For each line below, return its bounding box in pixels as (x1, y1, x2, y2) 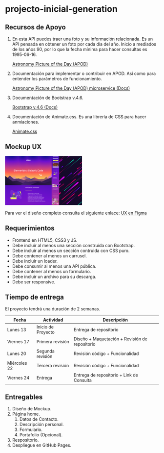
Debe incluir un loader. (12, 258, 58, 264)
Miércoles (7, 360, 27, 366)
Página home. (12, 411, 40, 417)
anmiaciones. (12, 119, 40, 125)
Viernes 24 (7, 375, 30, 380)
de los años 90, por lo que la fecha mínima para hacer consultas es (12, 47, 147, 52)
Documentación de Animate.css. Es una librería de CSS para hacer (12, 114, 146, 120)
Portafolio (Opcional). (19, 432, 62, 438)
